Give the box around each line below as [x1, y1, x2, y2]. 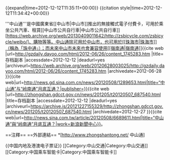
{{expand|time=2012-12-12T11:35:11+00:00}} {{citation [5, 5, 119, 11]
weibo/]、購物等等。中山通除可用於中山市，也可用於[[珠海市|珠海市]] [13, 39, 157, 45]
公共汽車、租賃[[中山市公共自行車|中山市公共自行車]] [9, 27, 120, 33]
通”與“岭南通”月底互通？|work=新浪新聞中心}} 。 [5, 121, 106, 127]
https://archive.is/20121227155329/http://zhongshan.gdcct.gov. [30, 103, 163, 109]
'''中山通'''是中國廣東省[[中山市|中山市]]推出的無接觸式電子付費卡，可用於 [5, 21, 159, 26]
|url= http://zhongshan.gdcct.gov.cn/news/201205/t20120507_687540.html [5, 91, 161, 98]
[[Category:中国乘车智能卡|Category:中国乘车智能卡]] [5, 149, 117, 155]
